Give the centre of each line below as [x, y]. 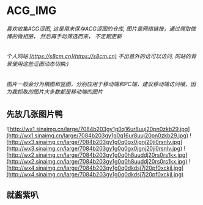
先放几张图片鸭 [35, 114]
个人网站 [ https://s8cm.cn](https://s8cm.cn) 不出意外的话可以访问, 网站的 [99, 56]
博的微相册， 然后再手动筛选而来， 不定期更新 [64, 36]
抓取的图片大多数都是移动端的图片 [60, 92]
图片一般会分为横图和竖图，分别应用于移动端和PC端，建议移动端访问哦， [98, 84]
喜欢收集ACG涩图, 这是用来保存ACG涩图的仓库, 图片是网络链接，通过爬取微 [101, 29]
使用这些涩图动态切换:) [40, 64]
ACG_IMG [31, 11]
